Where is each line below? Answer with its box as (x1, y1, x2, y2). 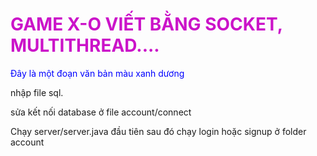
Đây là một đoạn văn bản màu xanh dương (10, 67, 185, 79)
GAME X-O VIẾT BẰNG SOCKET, (10, 13, 283, 36)
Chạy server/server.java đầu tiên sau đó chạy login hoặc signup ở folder (10, 125, 307, 137)
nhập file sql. (10, 86, 64, 98)
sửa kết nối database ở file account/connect (10, 106, 192, 118)
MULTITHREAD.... (10, 34, 160, 57)
